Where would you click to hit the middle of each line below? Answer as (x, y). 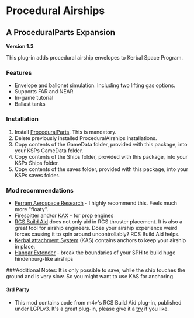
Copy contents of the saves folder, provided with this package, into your (101, 169)
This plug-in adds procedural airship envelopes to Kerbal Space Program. (94, 57)
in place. (25, 246)
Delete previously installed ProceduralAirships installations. (86, 138)
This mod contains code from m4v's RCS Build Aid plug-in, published (98, 303)
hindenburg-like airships (44, 258)
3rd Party (18, 289)
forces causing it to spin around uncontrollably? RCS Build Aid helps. (97, 234)
